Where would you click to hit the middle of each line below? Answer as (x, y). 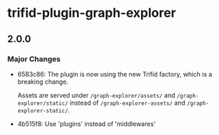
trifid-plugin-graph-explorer (92, 13)
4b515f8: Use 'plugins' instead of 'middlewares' (86, 124)
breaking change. (43, 82)
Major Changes (34, 59)
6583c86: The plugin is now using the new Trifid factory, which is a (115, 74)
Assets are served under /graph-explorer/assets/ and (96, 95)
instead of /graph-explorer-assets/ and (128, 103)
